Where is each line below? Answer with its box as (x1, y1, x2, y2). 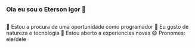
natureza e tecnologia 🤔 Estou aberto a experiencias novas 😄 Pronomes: (6, 29, 185, 37)
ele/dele (6, 36, 27, 43)
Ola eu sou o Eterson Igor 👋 (6, 5, 86, 13)
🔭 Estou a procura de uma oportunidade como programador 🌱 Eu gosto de (6, 23, 189, 30)
